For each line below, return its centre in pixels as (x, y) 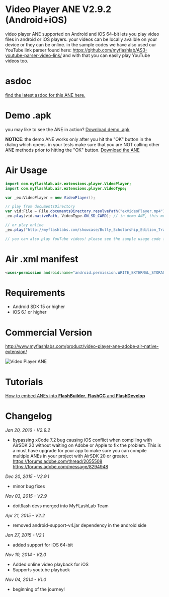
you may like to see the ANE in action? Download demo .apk (67, 129)
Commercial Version (49, 333)
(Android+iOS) (36, 20)
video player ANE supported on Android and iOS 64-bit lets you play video (82, 34)
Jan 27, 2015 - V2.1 (25, 535)
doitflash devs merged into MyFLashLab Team (61, 506)
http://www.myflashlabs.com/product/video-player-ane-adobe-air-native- (82, 346)
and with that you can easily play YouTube (106, 55)
